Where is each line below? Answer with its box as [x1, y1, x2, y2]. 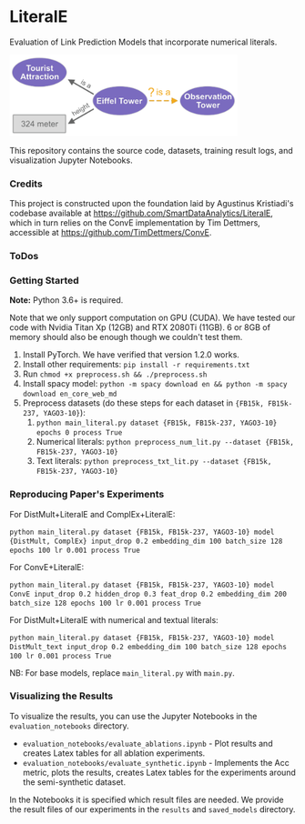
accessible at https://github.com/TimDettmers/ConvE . [9, 227, 212, 238]
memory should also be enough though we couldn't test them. [9, 332, 243, 343]
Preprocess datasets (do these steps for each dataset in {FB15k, [22, 397, 264, 408]
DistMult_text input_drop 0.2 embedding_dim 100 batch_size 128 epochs [9, 642, 287, 651]
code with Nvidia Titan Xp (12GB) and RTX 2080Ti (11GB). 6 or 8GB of [9, 322, 271, 333]
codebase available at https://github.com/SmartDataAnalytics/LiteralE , [9, 207, 273, 219]
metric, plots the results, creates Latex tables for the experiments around [22, 767, 296, 778]
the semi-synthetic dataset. [22, 776, 126, 788]
